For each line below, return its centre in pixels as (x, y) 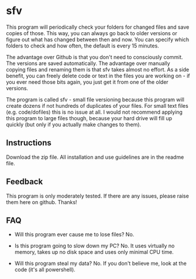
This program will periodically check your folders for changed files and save (98, 27)
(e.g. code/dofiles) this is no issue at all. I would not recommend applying (94, 112)
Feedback (25, 182)
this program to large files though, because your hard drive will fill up (89, 118)
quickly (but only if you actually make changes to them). (74, 124)
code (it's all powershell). (45, 270)
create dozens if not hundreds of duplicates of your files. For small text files (97, 106)
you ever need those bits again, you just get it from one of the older (87, 82)
